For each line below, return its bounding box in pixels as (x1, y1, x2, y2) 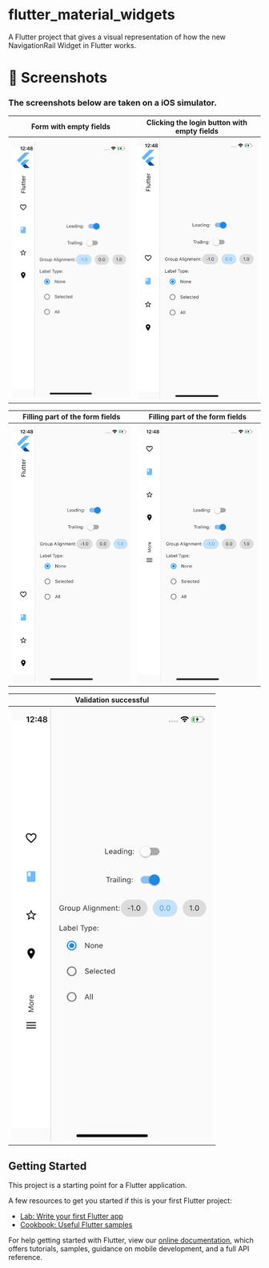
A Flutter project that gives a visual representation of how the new (8, 32, 227, 42)
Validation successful (74, 695, 150, 705)
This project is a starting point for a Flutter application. (8, 1181, 187, 1190)
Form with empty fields (30, 122, 110, 131)
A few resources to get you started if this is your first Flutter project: (8, 1196, 232, 1206)
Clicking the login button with (147, 118, 248, 127)
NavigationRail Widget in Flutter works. (8, 40, 137, 50)
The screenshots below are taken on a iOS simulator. (8, 98, 218, 109)
